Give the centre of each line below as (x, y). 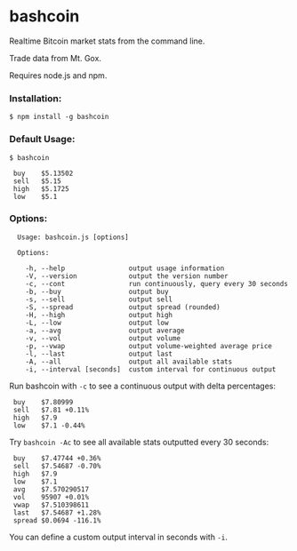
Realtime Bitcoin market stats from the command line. (107, 41)
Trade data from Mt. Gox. (56, 58)
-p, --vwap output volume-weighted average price (149, 346)
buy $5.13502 (43, 173)
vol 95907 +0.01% (51, 497)
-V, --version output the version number (127, 276)
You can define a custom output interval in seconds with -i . (119, 537)
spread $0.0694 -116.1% (57, 520)
